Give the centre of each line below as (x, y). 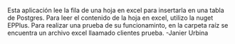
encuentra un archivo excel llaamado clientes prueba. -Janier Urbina (108, 33)
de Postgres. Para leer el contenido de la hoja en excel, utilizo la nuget (110, 18)
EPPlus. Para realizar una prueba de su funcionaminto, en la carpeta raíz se (118, 25)
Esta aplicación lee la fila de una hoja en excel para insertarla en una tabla (116, 10)
